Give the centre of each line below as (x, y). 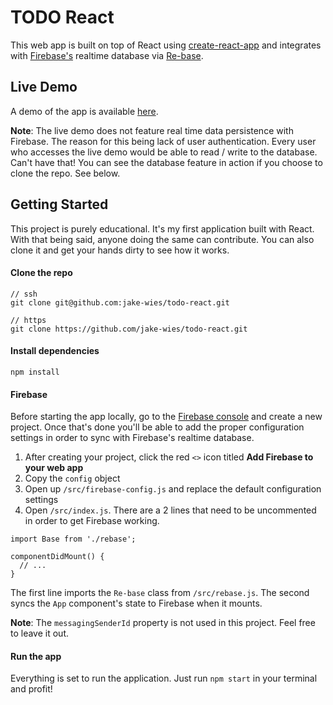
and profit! (31, 689)
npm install (35, 372)
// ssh (24, 294)
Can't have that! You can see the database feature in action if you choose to (166, 162)
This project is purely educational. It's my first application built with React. (162, 228)
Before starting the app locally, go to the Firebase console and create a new (166, 417)
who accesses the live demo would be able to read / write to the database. (164, 152)
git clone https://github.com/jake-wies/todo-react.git (129, 329)
